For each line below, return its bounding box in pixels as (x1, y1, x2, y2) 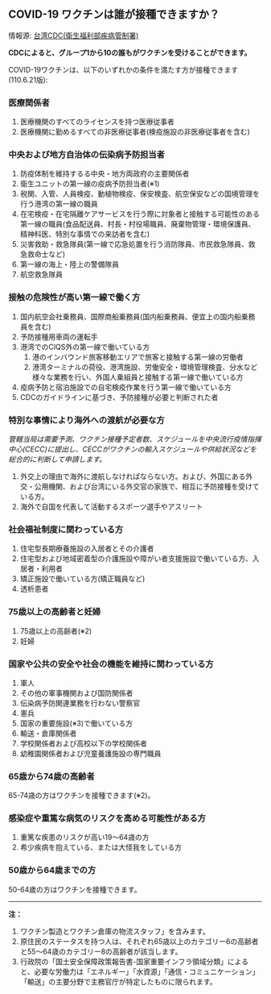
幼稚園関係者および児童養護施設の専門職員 (19, 748, 162, 758)
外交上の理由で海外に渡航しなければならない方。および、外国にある (19, 472, 246, 481)
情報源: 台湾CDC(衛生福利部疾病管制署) (8, 31, 139, 40)
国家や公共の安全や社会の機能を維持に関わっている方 (8, 658, 215, 669)
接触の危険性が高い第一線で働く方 (8, 292, 141, 303)
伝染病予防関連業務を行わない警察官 (19, 698, 141, 708)
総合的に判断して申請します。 (8, 455, 107, 464)
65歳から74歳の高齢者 (8, 771, 95, 782)
